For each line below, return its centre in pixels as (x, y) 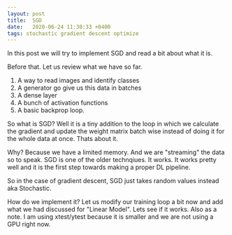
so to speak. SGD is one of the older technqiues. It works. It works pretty (112, 160)
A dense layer (37, 95)
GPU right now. (29, 224)
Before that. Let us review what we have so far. (75, 67)
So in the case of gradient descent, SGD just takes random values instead (113, 181)
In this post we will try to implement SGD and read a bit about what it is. (110, 53)
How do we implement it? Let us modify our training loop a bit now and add (115, 202)
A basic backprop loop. (51, 110)
